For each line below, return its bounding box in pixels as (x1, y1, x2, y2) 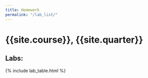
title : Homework (5, 7, 40, 13)
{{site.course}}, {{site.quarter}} (5, 34, 143, 46)
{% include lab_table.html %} (5, 67, 66, 73)
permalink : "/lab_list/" (5, 12, 58, 17)
